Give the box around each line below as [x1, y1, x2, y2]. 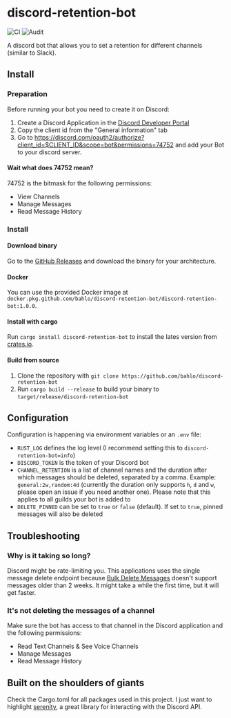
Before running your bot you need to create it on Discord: [7, 105, 170, 113]
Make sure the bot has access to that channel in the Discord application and [7, 621, 223, 630]
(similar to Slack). [7, 48, 57, 57]
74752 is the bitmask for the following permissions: [7, 178, 152, 187]
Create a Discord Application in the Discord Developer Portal [17, 118, 190, 127]
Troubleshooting [7, 530, 81, 542]
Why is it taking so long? [7, 551, 91, 560]
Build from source [7, 356, 60, 364]
